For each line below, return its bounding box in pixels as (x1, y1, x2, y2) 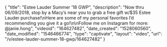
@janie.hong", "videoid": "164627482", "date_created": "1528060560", (5, 25, 152, 31)
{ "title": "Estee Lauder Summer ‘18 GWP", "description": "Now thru (5, 4, 144, 10)
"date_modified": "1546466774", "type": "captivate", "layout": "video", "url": (5, 31, 162, 36)
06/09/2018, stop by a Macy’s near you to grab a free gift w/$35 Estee (5, 9, 151, 15)
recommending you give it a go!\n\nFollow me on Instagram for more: (5, 20, 149, 26)
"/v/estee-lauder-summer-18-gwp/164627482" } (5, 36, 105, 42)
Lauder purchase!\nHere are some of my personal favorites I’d (5, 15, 134, 20)
